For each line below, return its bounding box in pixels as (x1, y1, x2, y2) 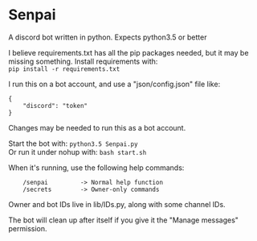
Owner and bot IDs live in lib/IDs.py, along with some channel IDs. (8, 199, 226, 209)
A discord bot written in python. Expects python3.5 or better (8, 32, 207, 42)
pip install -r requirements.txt (8, 64, 120, 73)
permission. (8, 223, 47, 233)
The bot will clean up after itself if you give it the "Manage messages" (8, 215, 239, 225)
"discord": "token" (22, 102, 88, 110)
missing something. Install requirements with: (8, 56, 158, 66)
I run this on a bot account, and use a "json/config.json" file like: (8, 79, 221, 89)
